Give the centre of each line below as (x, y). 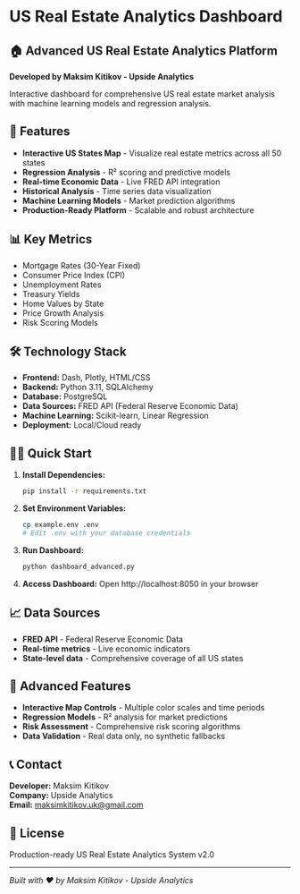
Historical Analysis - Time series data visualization (117, 191)
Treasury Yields (51, 294)
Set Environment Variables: (74, 508)
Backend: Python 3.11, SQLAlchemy (87, 387)
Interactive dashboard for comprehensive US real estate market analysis (142, 94)
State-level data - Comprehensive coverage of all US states (133, 658)
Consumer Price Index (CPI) (73, 275)
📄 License (37, 833)
